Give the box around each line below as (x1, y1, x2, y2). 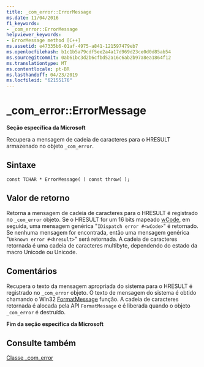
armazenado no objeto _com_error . (6, 142, 94, 150)
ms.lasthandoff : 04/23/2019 (6, 72, 78, 78)
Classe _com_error (6, 354, 54, 361)
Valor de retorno (6, 193, 70, 203)
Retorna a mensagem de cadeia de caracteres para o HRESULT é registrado (6, 209, 198, 216)
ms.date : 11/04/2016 (6, 15, 59, 21)
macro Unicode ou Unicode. (6, 248, 78, 255)
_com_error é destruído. (6, 308, 66, 316)
